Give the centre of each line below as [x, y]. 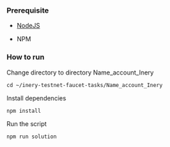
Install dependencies [37, 98]
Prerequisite [28, 10]
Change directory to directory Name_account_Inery [80, 72]
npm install [24, 111]
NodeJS [28, 26]
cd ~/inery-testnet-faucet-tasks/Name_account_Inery [85, 85]
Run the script [26, 123]
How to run [25, 57]
